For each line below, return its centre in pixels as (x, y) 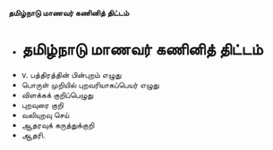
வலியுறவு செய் (45, 114)
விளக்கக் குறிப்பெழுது (57, 95)
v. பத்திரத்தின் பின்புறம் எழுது (71, 74)
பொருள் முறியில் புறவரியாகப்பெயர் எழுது (90, 85)
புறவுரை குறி (43, 104)
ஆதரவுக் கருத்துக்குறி (58, 125)
